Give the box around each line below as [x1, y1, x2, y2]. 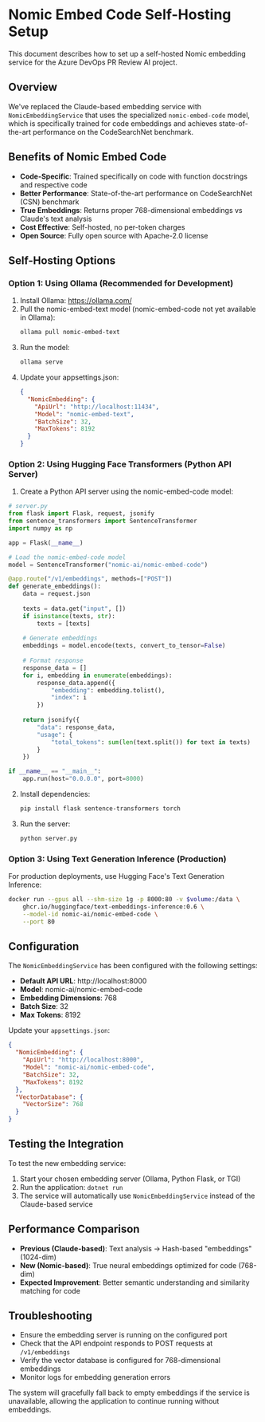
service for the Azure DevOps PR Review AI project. [8, 57, 177, 67]
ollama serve [19, 358, 64, 366]
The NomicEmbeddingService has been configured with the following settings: [8, 961, 258, 971]
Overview [8, 81, 58, 94]
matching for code [19, 1286, 81, 1295]
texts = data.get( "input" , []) [22, 605, 127, 613]
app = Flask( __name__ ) [8, 538, 84, 547]
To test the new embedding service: [8, 1158, 127, 1168]
